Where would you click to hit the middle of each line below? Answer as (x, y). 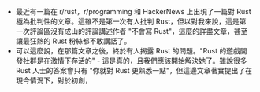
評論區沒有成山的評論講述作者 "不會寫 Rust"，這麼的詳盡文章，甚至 (139, 31)
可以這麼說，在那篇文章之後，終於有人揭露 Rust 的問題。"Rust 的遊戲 (128, 51)
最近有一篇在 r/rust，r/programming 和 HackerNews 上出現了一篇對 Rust (134, 11)
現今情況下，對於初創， (54, 80)
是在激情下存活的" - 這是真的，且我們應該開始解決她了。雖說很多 (142, 61)
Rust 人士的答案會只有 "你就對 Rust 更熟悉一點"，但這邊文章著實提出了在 (134, 70)
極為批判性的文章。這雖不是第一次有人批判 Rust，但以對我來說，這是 (127, 21)
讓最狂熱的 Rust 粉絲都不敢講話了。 (73, 41)
